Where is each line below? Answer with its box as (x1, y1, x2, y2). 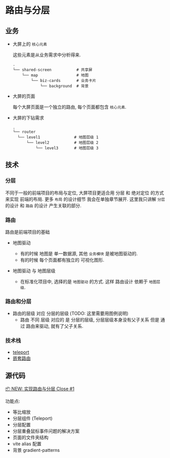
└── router (12, 129, 36, 134)
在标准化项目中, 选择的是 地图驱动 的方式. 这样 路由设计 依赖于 (20, 278, 148, 284)
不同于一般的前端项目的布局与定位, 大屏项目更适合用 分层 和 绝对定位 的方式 (5, 189, 164, 196)
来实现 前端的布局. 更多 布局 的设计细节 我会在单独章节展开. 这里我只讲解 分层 (5, 196, 165, 202)
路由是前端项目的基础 (5, 228, 50, 235)
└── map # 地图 (22, 73, 89, 78)
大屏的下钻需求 (12, 115, 44, 121)
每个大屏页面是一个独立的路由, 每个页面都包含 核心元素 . (12, 104, 127, 110)
